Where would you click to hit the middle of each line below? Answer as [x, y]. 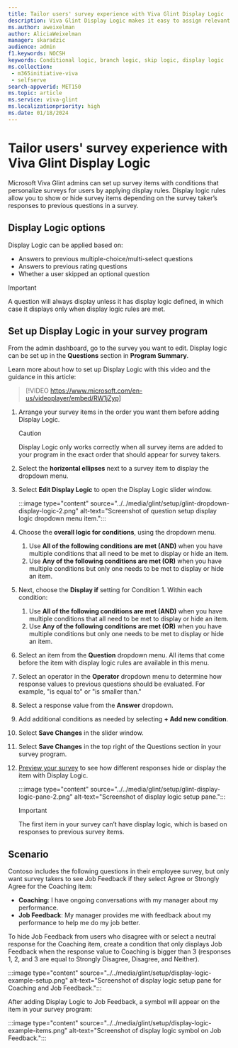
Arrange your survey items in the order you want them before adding [119, 412]
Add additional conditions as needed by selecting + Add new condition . [123, 719]
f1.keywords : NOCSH [37, 54]
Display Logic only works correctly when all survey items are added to [121, 447]
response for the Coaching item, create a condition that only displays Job [115, 944]
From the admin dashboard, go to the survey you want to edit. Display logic [118, 348]
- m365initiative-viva [45, 73]
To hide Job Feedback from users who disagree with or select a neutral [112, 937]
